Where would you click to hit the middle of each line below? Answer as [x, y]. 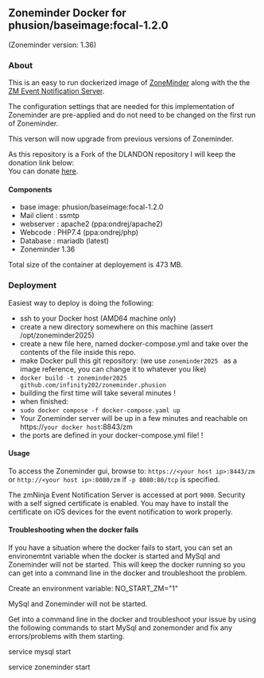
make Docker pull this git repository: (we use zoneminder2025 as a [128, 360]
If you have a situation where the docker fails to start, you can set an [120, 547]
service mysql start [40, 652]
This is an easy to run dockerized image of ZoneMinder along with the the [129, 83]
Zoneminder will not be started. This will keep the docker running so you [127, 565]
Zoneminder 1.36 [47, 249]
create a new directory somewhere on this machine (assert [116, 326]
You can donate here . [43, 171]
